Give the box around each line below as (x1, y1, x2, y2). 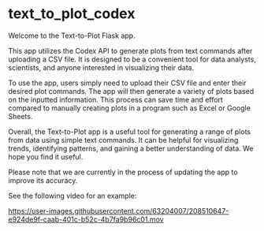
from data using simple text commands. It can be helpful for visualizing (8, 135, 239, 144)
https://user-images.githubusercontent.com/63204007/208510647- (8, 206, 229, 215)
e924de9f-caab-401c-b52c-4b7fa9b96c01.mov (8, 214, 164, 224)
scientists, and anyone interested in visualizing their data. (8, 62, 195, 72)
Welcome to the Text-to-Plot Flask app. (8, 31, 136, 40)
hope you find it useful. (8, 151, 84, 162)
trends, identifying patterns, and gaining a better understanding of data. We (8, 143, 254, 153)
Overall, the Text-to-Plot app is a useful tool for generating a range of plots (8, 127, 251, 136)
